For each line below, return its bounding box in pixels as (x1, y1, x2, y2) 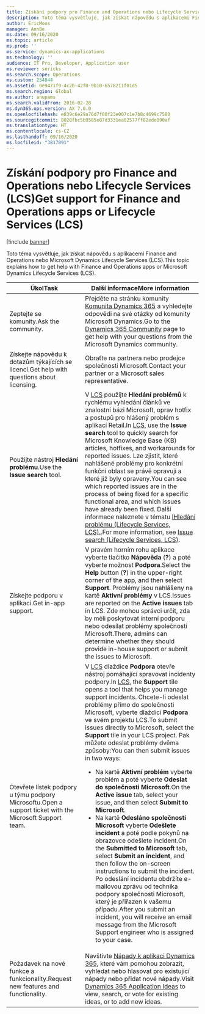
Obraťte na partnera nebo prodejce (85, 354, 185, 362)
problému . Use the (9, 462, 62, 471)
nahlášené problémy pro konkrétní (85, 459, 183, 467)
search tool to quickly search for (85, 428, 179, 437)
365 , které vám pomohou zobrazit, (85, 959, 184, 968)
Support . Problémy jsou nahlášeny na (85, 583, 193, 592)
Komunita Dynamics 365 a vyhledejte (85, 302, 192, 310)
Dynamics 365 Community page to (85, 324, 185, 333)
